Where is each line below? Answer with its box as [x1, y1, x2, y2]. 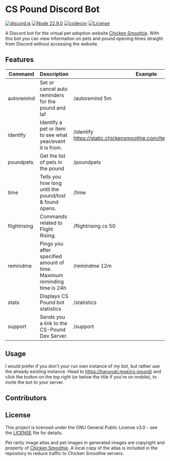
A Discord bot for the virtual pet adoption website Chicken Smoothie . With [5, 30, 159, 36]
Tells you [39, 173, 61, 180]
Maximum [39, 271, 63, 279]
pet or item [39, 125, 66, 132]
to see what [39, 131, 68, 139]
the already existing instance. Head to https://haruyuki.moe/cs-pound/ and [5, 368, 161, 375]
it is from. [39, 144, 62, 151]
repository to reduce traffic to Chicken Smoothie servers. [5, 450, 124, 456]
